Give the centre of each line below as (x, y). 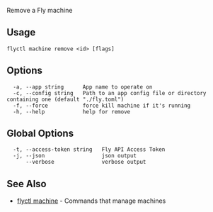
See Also (27, 184)
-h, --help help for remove (72, 112)
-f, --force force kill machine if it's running (102, 106)
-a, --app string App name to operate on (83, 87)
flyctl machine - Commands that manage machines (91, 201)
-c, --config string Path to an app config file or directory (110, 93)
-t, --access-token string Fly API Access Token (89, 150)
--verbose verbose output (86, 162)
